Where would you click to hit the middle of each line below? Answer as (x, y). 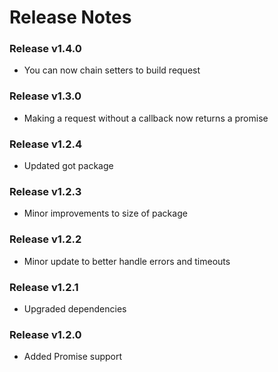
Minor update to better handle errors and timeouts (127, 261)
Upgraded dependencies (75, 308)
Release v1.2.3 (45, 191)
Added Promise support (73, 357)
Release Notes (70, 17)
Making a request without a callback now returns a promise (146, 118)
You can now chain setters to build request (112, 70)
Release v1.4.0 (45, 49)
